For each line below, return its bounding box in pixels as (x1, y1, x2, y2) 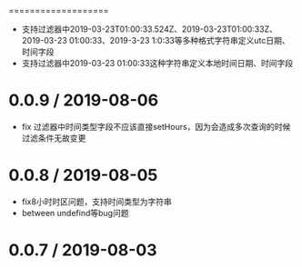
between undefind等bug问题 (21, 207, 129, 218)
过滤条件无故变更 (21, 133, 86, 143)
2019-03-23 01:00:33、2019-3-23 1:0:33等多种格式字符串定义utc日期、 (21, 35, 290, 45)
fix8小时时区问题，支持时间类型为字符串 (21, 196, 172, 207)
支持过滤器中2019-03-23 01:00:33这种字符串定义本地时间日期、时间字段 (21, 58, 294, 68)
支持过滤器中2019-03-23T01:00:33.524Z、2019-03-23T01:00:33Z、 (21, 24, 278, 35)
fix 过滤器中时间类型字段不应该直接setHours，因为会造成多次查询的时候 (21, 121, 291, 132)
